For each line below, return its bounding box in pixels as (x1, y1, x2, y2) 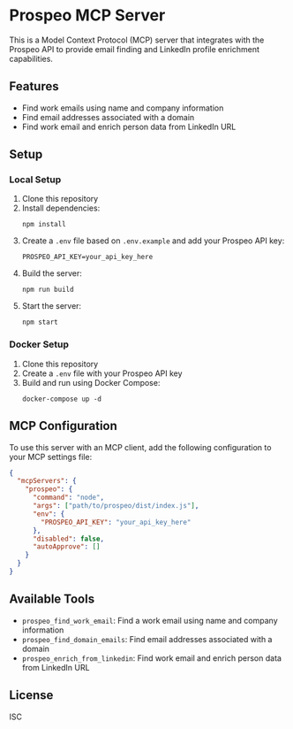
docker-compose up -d (21, 395, 101, 403)
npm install (21, 220, 66, 229)
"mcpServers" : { (17, 477, 77, 486)
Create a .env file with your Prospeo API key (21, 368, 183, 379)
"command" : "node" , (32, 493, 104, 503)
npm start (21, 318, 59, 327)
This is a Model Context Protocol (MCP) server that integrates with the (9, 35, 265, 45)
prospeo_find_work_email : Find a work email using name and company (21, 615, 278, 625)
